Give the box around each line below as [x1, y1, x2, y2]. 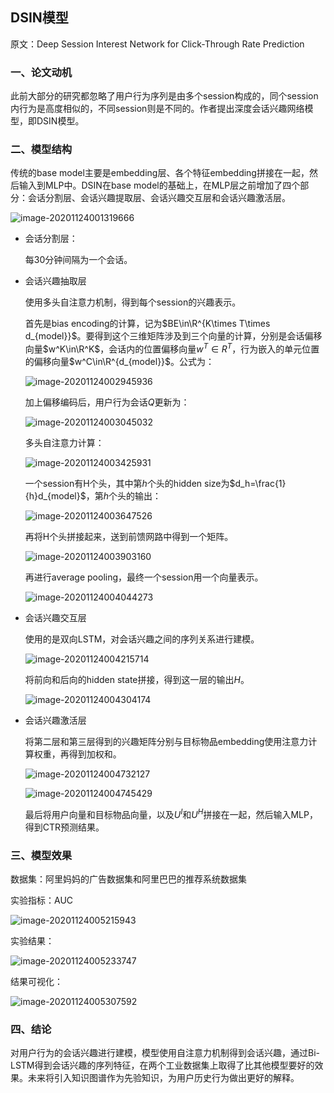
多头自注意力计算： [24, 437, 105, 449]
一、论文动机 [10, 65, 73, 79]
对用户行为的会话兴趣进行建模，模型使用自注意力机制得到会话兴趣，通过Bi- [10, 1047, 320, 1059]
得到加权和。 [68, 748, 122, 760]
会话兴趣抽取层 [24, 275, 87, 287]
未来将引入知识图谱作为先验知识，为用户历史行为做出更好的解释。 [27, 1072, 300, 1084]
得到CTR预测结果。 [24, 821, 105, 833]
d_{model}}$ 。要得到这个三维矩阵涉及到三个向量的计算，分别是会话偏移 [24, 330, 323, 342]
